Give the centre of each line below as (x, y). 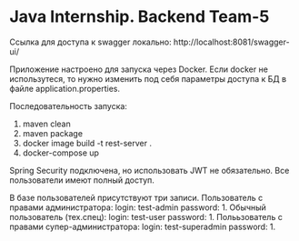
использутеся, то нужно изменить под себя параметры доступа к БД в (148, 78)
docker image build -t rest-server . (87, 143)
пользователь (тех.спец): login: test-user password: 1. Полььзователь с (146, 216)
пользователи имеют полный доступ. (82, 180)
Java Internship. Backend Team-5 (140, 17)
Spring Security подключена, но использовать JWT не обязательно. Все (149, 170)
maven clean (46, 124)
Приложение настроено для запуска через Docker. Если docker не (139, 69)
